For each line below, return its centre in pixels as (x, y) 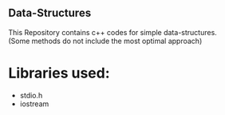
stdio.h (31, 95)
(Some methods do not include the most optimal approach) (105, 41)
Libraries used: (59, 73)
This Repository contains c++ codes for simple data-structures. (112, 32)
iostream (34, 104)
